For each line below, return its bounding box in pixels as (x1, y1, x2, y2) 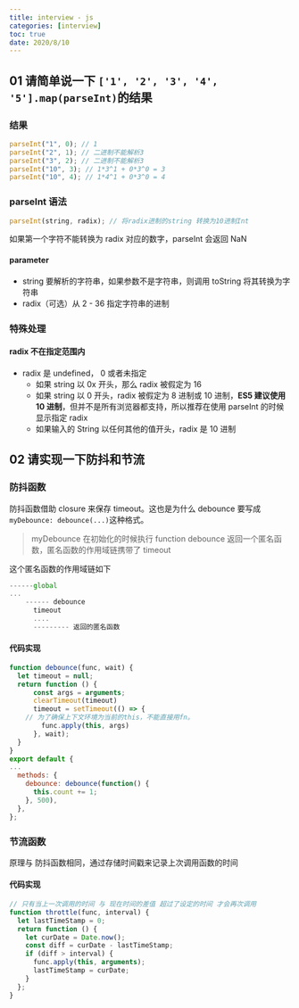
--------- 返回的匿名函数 (32, 622, 120, 632)
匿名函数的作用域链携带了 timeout (46, 544, 171, 555)
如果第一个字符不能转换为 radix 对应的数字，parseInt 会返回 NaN (9, 234, 247, 244)
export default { (9, 755, 74, 764)
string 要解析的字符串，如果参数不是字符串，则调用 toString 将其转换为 (21, 276, 283, 286)
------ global (9, 581, 58, 590)
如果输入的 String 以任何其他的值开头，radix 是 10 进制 (35, 423, 237, 434)
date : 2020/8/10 (9, 37, 70, 47)
